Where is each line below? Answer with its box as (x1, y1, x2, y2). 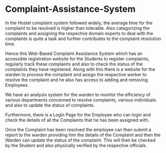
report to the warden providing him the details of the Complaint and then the (5, 132, 161, 138)
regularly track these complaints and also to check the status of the (5, 61, 143, 67)
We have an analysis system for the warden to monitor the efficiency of (5, 92, 151, 98)
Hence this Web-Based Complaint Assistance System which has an (5, 51, 143, 56)
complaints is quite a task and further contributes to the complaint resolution (5, 36, 162, 42)
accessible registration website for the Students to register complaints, (5, 55, 150, 61)
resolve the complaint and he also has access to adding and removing (5, 77, 148, 83)
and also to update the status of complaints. (5, 102, 95, 108)
